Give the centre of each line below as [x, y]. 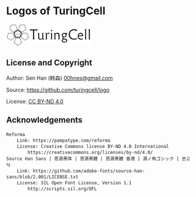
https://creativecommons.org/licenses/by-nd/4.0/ [90, 152]
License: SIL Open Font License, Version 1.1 [74, 183]
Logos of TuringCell [56, 11]
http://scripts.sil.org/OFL [62, 188]
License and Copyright [49, 63]
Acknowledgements [44, 120]
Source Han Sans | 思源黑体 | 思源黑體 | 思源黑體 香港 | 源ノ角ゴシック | [93, 159]
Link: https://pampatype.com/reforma [64, 140]
